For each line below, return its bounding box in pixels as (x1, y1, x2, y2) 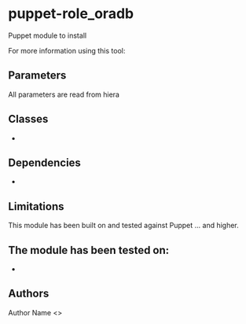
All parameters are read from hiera (8, 90, 120, 99)
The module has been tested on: (8, 243, 170, 256)
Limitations (8, 200, 64, 213)
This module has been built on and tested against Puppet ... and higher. (8, 221, 240, 230)
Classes (8, 112, 49, 126)
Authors (8, 287, 50, 300)
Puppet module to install (8, 31, 87, 40)
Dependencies (8, 156, 81, 169)
